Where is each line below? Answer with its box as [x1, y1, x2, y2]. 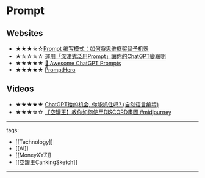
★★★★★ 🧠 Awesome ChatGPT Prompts [15, 59, 121, 67]
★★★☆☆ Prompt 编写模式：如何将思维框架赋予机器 [15, 45, 149, 52]
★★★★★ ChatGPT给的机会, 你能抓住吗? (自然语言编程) [15, 100, 159, 108]
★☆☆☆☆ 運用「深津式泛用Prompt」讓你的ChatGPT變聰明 [15, 53, 167, 60]
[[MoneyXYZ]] [15, 151, 52, 158]
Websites [6, 28, 43, 39]
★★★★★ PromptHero [15, 66, 76, 73]
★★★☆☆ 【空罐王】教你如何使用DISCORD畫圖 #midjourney [15, 108, 172, 116]
